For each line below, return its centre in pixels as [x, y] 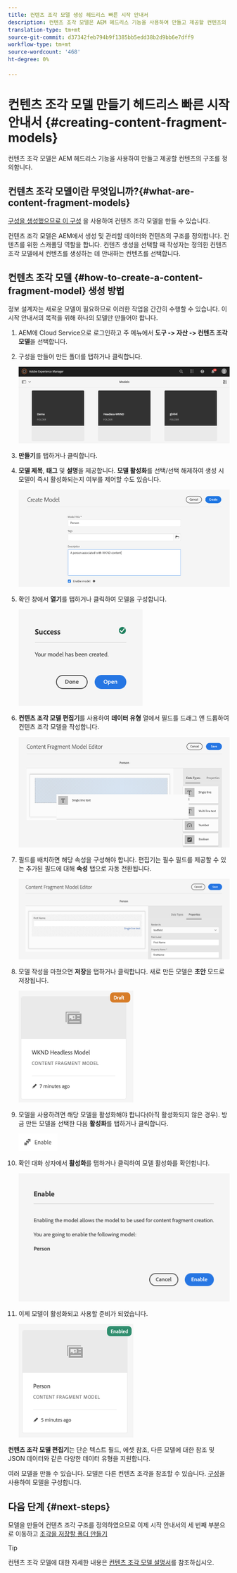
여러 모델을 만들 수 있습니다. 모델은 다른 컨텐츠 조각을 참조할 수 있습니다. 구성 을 [117, 1474]
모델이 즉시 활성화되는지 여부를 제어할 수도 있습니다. [89, 480]
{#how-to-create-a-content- [139, 277]
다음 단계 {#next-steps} [59, 1506]
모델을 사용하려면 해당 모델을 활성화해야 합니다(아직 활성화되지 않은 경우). [119, 1114]
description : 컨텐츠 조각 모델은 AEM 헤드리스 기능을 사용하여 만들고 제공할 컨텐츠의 [117, 22]
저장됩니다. [33, 980]
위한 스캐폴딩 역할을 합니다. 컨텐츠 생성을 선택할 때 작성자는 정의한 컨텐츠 [127, 244]
